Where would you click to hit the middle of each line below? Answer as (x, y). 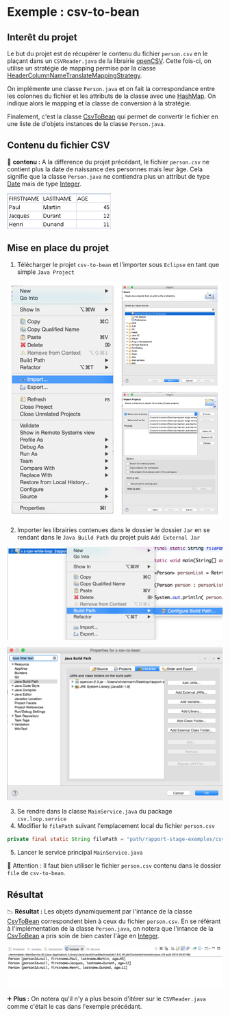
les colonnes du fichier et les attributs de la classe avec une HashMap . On (112, 96)
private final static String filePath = (66, 840)
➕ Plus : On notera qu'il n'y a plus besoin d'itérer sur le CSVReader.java (107, 999)
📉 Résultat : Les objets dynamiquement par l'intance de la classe (100, 912)
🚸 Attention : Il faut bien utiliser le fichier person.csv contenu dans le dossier (114, 866)
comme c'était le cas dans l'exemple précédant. (75, 1007)
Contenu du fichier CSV (59, 146)
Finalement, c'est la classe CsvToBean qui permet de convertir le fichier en (113, 116)
